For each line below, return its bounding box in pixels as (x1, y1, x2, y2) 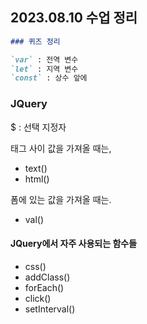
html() (24, 173, 50, 185)
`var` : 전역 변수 (10, 54, 79, 65)
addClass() (24, 271, 71, 283)
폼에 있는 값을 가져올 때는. (10, 193, 112, 205)
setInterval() (24, 303, 76, 315)
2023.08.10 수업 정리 (10, 9, 138, 27)
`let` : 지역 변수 (10, 64, 79, 74)
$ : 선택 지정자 (10, 121, 67, 133)
